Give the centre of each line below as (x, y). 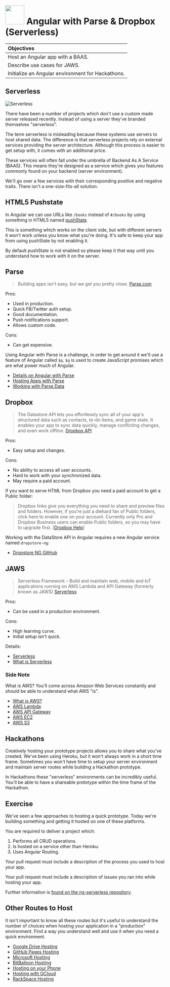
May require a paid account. (42, 481)
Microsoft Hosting (31, 957)
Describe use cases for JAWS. (44, 65)
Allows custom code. (34, 325)
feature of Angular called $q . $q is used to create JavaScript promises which (84, 360)
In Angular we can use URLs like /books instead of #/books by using (75, 214)
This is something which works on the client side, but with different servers (83, 230)
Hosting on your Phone (36, 968)
